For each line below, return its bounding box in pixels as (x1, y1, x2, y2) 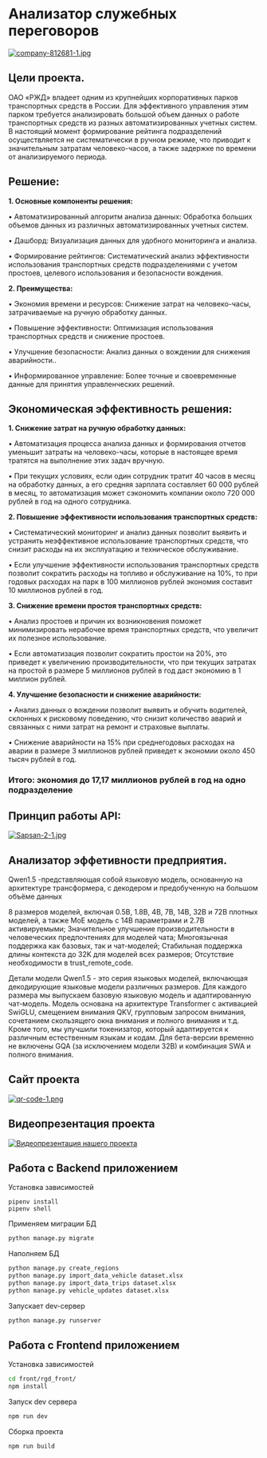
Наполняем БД (8, 1249, 60, 1258)
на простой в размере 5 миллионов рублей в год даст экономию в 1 (8, 666, 241, 675)
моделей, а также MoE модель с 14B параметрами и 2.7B (8, 915, 205, 925)
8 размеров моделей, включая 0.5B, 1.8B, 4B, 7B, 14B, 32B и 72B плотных (8, 907, 258, 916)
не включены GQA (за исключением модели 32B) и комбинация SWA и (8, 1041, 251, 1050)
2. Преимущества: (8, 283, 73, 293)
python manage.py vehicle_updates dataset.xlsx (8, 1286, 170, 1294)
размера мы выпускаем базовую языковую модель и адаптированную (8, 990, 252, 1000)
